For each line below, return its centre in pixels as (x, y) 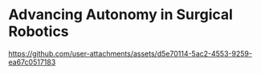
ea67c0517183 (32, 62)
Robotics (39, 31)
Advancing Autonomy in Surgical (120, 15)
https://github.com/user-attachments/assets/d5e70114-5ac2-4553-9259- (130, 53)
